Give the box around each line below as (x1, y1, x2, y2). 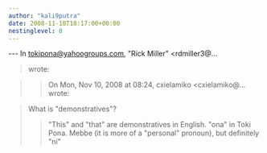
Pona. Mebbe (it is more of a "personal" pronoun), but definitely (47, 128, 260, 138)
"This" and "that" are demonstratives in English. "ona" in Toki (47, 120, 252, 130)
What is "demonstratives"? (27, 104, 117, 114)
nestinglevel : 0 (8, 27, 63, 35)
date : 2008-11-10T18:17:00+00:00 (8, 19, 121, 27)
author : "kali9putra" (8, 11, 81, 20)
